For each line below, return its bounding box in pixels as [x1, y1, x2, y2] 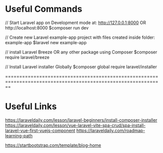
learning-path [5, 132, 33, 138]
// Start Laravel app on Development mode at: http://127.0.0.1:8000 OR [5, 20, 146, 25]
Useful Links [5, 101, 57, 112]
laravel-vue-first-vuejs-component [5, 127, 75, 133]
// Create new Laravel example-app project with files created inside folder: [5, 34, 155, 40]
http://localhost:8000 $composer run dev [5, 25, 89, 30]
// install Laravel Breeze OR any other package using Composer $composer [5, 49, 158, 55]
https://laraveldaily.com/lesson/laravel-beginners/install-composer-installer [5, 117, 158, 123]
